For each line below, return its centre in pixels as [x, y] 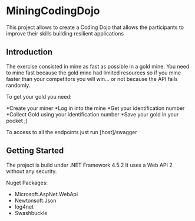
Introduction [29, 52]
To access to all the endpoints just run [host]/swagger [72, 132]
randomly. [18, 85]
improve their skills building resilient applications [65, 33]
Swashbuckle [31, 213]
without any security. [32, 171]
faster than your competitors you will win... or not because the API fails [92, 79]
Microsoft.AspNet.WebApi [46, 194]
